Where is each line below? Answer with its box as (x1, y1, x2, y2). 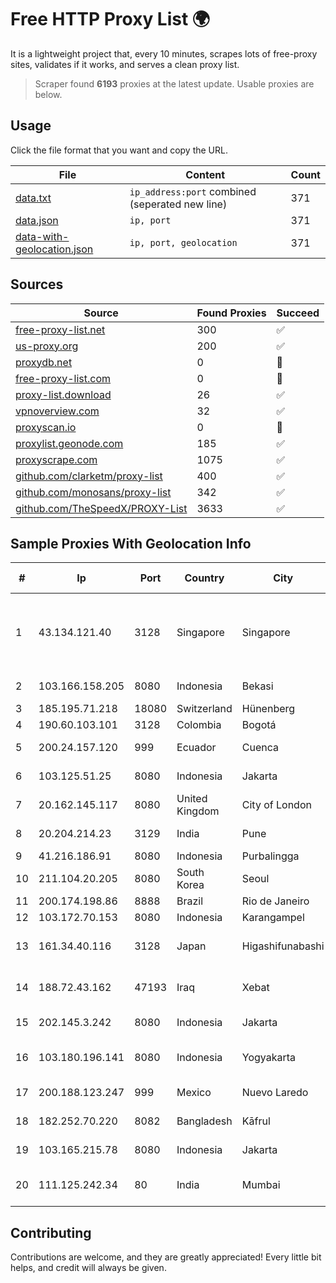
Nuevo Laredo (241, 1086, 309, 1100)
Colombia (176, 718, 222, 732)
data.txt (15, 191, 52, 205)
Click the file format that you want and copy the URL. (10, 144, 228, 156)
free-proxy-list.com (15, 371, 112, 385)
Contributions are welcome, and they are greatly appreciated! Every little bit (10, 1251, 322, 1263)
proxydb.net (15, 355, 73, 369)
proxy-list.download (15, 387, 112, 401)
